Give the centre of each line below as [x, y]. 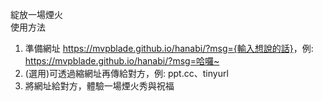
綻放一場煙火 [36, 14]
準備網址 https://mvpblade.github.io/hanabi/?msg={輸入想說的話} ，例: [169, 48]
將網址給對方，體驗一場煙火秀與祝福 [99, 86]
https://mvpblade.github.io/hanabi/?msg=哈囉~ [122, 61]
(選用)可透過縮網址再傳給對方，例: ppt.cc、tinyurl [126, 73]
